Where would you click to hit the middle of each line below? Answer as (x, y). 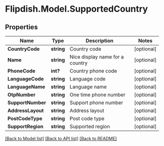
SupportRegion (26, 126)
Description (100, 41)
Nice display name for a (97, 57)
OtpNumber (21, 95)
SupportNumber (27, 103)
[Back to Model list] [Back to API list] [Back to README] (61, 138)
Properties (21, 27)
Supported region (90, 126)
